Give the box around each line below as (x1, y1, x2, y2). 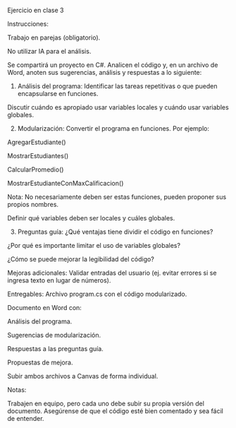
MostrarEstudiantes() (7, 152, 69, 160)
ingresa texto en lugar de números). (7, 276, 111, 285)
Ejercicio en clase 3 (7, 6, 64, 14)
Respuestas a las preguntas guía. (7, 345, 104, 352)
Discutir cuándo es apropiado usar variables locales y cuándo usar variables (7, 103, 229, 112)
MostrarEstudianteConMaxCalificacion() (7, 179, 124, 187)
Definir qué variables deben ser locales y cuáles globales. (7, 214, 175, 222)
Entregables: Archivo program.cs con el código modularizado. (7, 290, 187, 298)
